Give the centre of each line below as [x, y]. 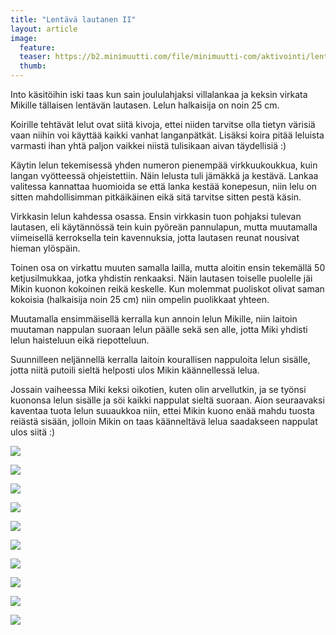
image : [24, 38]
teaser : [35, 57]
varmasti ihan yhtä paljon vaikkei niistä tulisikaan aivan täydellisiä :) [148, 145]
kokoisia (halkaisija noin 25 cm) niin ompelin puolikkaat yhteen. [140, 299]
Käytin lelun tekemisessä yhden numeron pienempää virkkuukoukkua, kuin [164, 165]
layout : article [44, 29]
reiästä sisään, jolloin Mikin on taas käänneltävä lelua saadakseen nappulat [164, 421]
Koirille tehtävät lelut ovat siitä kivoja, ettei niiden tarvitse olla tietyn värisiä [163, 124]
